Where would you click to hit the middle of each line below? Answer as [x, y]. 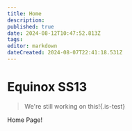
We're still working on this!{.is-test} [75, 106]
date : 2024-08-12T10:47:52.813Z [54, 33]
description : [26, 20]
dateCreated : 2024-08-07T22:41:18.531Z [65, 53]
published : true [31, 26]
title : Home [24, 14]
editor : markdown [32, 46]
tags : [15, 40]
